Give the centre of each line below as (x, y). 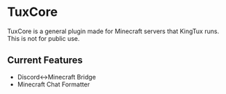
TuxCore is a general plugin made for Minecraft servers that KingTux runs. (113, 31)
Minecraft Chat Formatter (54, 84)
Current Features (45, 60)
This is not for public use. (43, 38)
